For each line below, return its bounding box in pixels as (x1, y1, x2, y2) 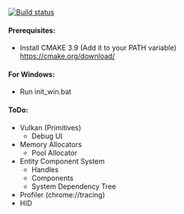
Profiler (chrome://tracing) (19, 190, 105, 199)
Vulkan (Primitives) (19, 122, 81, 132)
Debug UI (31, 131, 63, 141)
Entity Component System (19, 156, 105, 166)
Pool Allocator (31, 148, 77, 157)
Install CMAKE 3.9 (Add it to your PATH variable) (19, 43, 177, 53)
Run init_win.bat (19, 87, 72, 96)
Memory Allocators (19, 139, 82, 149)
